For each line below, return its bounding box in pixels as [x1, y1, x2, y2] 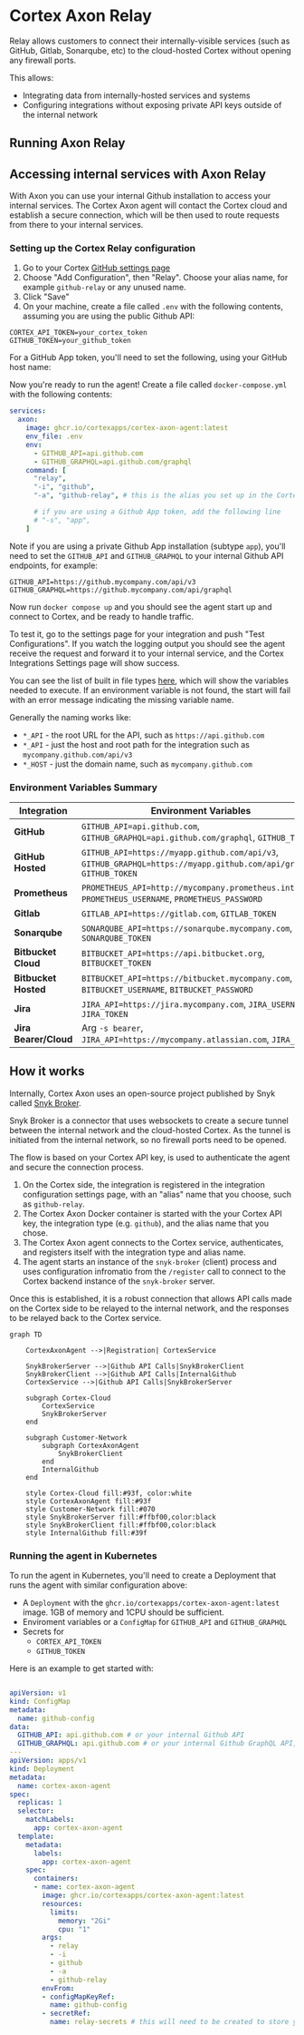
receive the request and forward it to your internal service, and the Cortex [9, 648, 285, 659]
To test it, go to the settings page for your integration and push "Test [9, 628, 265, 640]
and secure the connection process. [9, 1161, 145, 1172]
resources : [42, 1899, 83, 1908]
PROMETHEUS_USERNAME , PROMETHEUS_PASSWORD [81, 892, 263, 905]
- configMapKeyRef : [42, 1992, 116, 2001]
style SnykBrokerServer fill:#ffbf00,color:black [25, 1512, 217, 1521]
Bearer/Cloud [14, 1032, 73, 1045]
